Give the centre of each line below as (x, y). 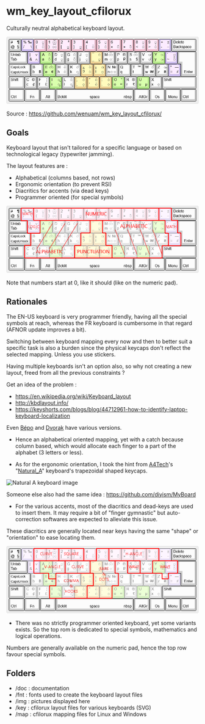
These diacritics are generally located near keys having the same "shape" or (103, 531)
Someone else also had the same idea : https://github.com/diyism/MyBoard (101, 494)
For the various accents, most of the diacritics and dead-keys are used (104, 506)
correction (28, 519)
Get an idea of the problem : (42, 384)
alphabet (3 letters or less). (49, 452)
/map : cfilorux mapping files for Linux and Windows (81, 714)
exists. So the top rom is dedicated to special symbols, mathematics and (106, 629)
